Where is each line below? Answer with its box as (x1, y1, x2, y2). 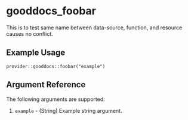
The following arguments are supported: (6, 96, 106, 103)
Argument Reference (6, 79, 86, 90)
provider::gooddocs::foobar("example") (6, 63, 106, 69)
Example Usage (6, 48, 66, 58)
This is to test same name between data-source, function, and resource (6, 24, 183, 31)
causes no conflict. (6, 30, 53, 37)
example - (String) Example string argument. (14, 107, 122, 114)
